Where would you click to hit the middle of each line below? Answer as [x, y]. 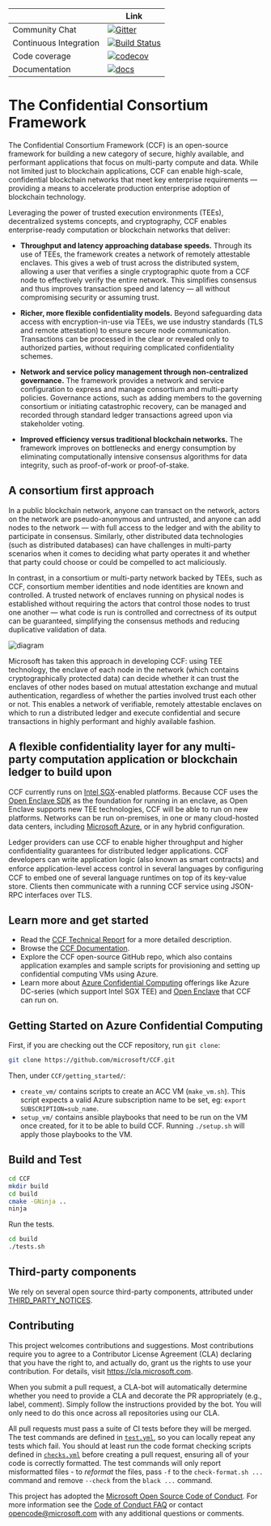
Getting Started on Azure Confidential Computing [135, 1026]
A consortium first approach [81, 491]
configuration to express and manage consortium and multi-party [129, 389]
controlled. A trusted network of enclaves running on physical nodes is [126, 595]
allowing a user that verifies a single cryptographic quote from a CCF [135, 271]
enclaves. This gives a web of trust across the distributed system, [129, 262]
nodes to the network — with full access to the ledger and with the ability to [135, 528]
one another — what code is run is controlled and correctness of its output [133, 612]
